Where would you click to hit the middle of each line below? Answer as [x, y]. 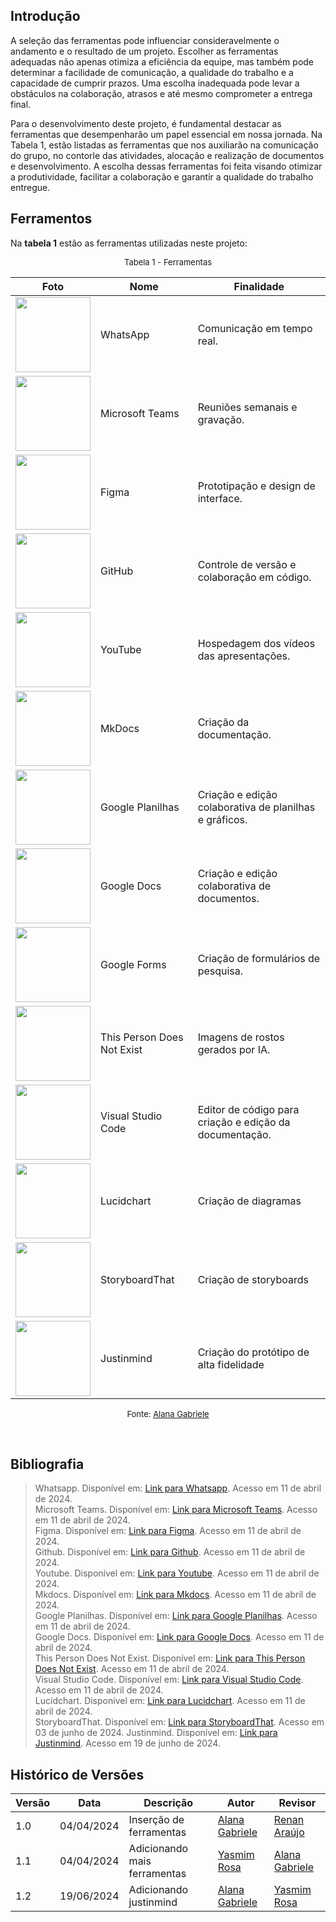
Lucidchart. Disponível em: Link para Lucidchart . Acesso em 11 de [170, 1701]
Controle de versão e [247, 564]
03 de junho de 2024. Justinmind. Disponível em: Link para [156, 1733]
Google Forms [133, 964]
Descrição [168, 1803]
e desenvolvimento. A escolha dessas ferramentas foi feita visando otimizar [166, 166]
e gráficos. [222, 819]
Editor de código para [248, 1109]
